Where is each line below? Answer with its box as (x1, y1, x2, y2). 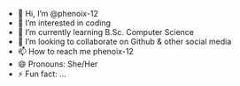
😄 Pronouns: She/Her (17, 59, 98, 69)
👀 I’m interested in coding (17, 18, 112, 28)
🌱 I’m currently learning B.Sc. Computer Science (17, 27, 195, 37)
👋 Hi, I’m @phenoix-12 (17, 9, 99, 18)
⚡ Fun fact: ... (17, 68, 66, 79)
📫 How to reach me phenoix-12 (17, 47, 135, 56)
